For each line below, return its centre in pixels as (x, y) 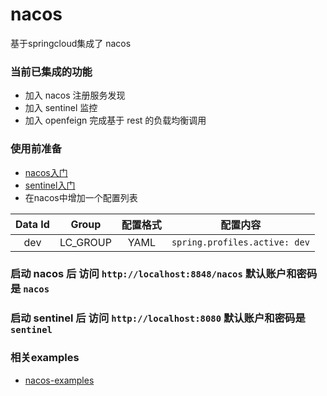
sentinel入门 (50, 185)
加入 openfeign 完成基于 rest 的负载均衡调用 (115, 120)
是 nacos (30, 289)
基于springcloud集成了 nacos (71, 43)
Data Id (32, 224)
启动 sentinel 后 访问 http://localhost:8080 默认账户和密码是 (158, 318)
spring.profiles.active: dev (240, 242)
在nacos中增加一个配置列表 (81, 197)
